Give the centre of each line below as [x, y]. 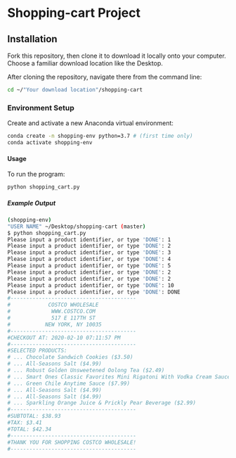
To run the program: [36, 174]
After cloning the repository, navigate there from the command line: [105, 77]
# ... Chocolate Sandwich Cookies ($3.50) [70, 357]
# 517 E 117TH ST [52, 318]
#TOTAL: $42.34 [29, 429]
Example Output [32, 203]
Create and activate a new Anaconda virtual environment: [91, 123]
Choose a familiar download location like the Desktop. [85, 63]
